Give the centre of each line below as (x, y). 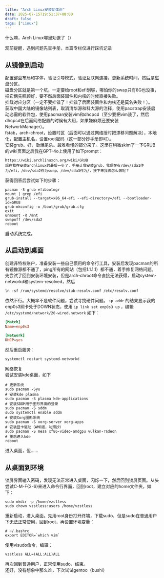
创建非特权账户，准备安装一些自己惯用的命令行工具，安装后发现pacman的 (79, 263)
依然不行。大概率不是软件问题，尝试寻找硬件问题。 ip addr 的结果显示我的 (80, 300)
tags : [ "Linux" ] (21, 23)
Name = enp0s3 (17, 326)
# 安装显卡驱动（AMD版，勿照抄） (34, 427)
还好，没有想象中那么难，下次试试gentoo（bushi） (56, 570)
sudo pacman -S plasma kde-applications (47, 399)
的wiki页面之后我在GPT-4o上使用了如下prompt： (54, 151)
